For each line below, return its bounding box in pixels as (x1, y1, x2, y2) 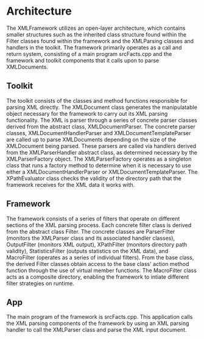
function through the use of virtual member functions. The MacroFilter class (6, 267, 197, 274)
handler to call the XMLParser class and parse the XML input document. (6, 326, 187, 334)
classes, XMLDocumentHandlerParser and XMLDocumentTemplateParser (6, 129, 191, 136)
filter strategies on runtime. (6, 279, 75, 287)
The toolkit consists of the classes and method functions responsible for (6, 97, 188, 104)
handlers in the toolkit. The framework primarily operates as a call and (6, 44, 182, 51)
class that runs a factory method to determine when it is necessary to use (6, 161, 191, 169)
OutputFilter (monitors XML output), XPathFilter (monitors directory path (6, 240, 188, 248)
